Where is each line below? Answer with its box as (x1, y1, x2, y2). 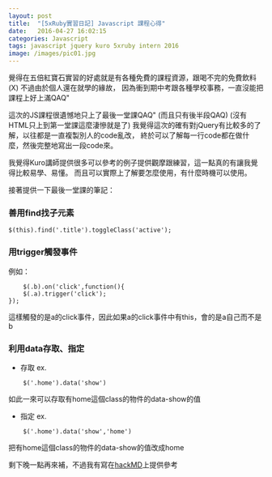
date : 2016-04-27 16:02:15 (8, 27, 107, 35)
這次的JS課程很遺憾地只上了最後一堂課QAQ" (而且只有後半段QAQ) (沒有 (8, 110, 247, 120)
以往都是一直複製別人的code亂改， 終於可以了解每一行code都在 (22, 130, 236, 140)
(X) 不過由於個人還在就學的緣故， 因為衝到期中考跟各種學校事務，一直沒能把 (8, 83, 264, 92)
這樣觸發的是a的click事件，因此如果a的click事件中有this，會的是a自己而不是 (8, 312, 262, 322)
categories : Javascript (8, 34, 89, 43)
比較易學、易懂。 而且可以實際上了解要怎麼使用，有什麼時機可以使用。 (15, 168, 252, 177)
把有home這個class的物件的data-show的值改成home (8, 442, 185, 452)
